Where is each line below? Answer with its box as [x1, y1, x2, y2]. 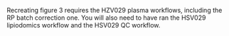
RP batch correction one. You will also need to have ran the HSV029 [6, 13, 206, 22]
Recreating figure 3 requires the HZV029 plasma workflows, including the [6, 6, 223, 14]
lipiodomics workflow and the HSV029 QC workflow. [6, 21, 161, 29]
